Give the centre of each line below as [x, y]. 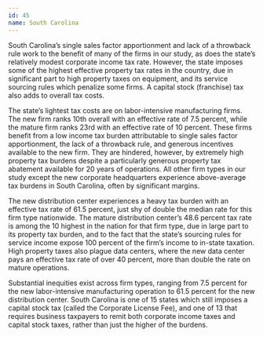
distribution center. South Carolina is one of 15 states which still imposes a [128, 299]
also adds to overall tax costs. [56, 95]
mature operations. [39, 267]
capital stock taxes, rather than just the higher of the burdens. [108, 324]
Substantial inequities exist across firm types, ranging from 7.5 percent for [128, 283]
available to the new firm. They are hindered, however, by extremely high [126, 152]
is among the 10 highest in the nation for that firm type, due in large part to [128, 225]
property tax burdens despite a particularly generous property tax [115, 160]
